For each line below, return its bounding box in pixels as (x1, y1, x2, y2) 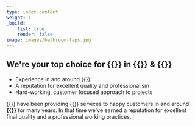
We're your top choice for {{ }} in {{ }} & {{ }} (6, 59, 172, 70)
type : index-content (6, 8, 59, 15)
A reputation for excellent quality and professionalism (15, 82, 149, 89)
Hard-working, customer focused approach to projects (15, 88, 153, 96)
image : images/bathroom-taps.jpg (6, 37, 91, 43)
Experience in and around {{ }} (15, 75, 91, 82)
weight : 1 (6, 15, 32, 21)
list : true (17, 25, 45, 32)
